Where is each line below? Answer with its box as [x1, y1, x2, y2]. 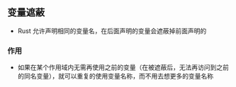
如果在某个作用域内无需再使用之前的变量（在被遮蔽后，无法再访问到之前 [17, 63, 229, 72]
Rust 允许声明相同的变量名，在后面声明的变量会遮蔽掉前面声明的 [17, 27, 207, 35]
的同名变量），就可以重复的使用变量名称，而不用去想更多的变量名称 [17, 72, 214, 81]
